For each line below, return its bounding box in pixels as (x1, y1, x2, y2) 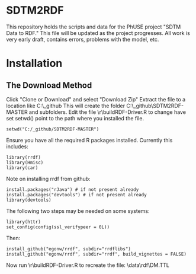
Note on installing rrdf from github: (6, 175, 91, 182)
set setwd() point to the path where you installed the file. (6, 114, 144, 122)
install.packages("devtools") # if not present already (6, 192, 147, 197)
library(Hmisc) (6, 160, 44, 165)
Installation (6, 57, 63, 70)
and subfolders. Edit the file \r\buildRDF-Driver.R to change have (28, 108, 187, 116)
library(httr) (6, 219, 41, 225)
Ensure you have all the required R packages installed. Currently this (6, 136, 173, 144)
